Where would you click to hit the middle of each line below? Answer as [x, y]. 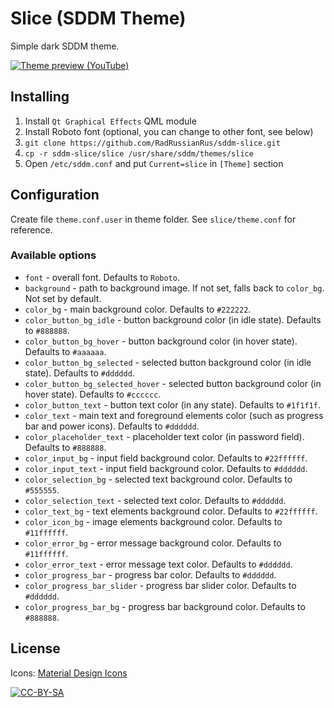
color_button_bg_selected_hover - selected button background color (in [173, 383]
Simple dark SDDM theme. [65, 46]
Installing [40, 97]
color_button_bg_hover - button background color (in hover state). [161, 341]
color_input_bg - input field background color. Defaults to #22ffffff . [166, 458]
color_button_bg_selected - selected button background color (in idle [168, 362]
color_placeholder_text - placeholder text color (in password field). [164, 436]
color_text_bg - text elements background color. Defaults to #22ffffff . [171, 511]
